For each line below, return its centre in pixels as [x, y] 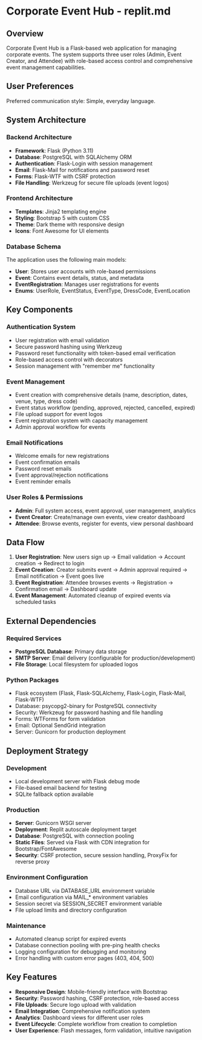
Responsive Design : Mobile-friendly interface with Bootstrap [91, 992]
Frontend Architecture [40, 198]
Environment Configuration [47, 878]
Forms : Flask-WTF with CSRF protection [65, 176]
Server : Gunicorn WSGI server [53, 823]
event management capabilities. [46, 67]
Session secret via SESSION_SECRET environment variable [88, 903]
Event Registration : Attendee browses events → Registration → [94, 583]
